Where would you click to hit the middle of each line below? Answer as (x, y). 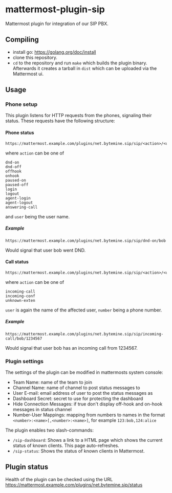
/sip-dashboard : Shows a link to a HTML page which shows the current (88, 440)
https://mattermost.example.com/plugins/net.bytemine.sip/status (74, 485)
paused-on (16, 180)
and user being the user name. (38, 216)
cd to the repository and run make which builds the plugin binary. (80, 63)
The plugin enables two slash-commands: (49, 430)
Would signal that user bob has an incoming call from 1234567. (71, 348)
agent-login (18, 198)
